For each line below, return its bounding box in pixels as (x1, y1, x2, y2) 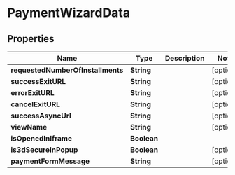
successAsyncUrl (10, 111, 71, 120)
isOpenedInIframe (10, 134, 72, 143)
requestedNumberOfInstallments (10, 65, 124, 75)
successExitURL (10, 77, 66, 86)
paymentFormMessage (10, 156, 90, 166)
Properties (7, 33, 55, 45)
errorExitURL (10, 88, 55, 97)
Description (164, 54, 205, 63)
